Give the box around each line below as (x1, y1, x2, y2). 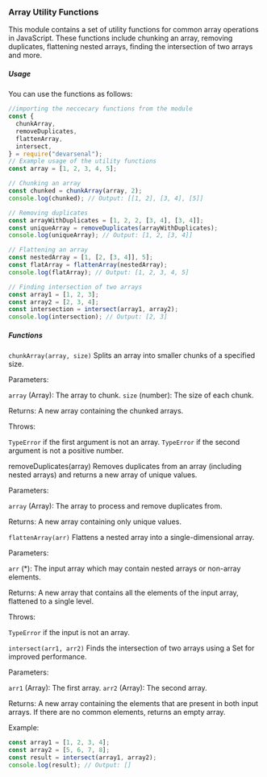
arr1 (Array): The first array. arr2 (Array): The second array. (8, 684, 207, 693)
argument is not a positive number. (8, 446, 124, 455)
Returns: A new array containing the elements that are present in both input (8, 699, 259, 708)
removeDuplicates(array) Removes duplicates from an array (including (8, 462, 242, 472)
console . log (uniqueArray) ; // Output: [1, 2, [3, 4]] (8, 231, 194, 239)
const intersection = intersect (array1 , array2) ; (8, 305, 179, 314)
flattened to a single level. (8, 596, 94, 606)
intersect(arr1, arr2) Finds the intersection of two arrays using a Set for (8, 643, 255, 653)
